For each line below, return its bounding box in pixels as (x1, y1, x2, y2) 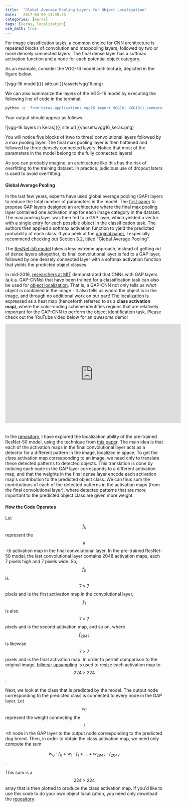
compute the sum (5, 741, 42, 747)
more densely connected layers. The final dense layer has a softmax (5, 51, 146, 57)
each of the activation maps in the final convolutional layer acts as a (5, 444, 145, 451)
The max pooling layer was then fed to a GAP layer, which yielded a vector (5, 215, 159, 221)
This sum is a (5, 770, 33, 776)
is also (5, 608, 19, 614)
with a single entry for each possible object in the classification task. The (5, 220, 156, 226)
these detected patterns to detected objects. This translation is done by (5, 461, 153, 467)
